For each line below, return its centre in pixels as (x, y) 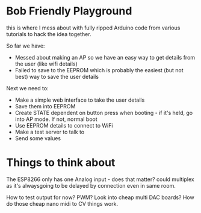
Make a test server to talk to (50, 132)
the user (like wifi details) (46, 64)
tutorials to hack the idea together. (49, 34)
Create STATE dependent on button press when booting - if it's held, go (104, 113)
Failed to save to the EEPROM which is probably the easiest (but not (99, 70)
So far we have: (26, 46)
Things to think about (61, 163)
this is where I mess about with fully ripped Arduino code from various (93, 28)
